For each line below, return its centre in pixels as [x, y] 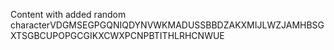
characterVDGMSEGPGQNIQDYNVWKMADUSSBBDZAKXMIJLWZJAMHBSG [167, 25]
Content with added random [68, 14]
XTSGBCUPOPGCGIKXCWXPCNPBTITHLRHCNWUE [117, 35]
